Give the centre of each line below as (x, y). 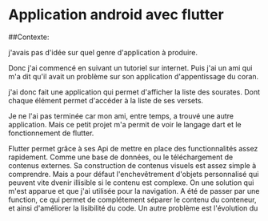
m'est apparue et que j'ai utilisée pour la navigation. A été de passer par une (134, 191)
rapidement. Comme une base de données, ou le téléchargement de (121, 157)
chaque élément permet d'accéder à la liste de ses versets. (106, 100)
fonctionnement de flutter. (51, 133)
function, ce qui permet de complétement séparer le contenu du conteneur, (133, 199)
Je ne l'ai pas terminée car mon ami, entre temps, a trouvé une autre (121, 116)
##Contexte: (29, 37)
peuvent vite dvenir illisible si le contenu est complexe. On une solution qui (131, 183)
